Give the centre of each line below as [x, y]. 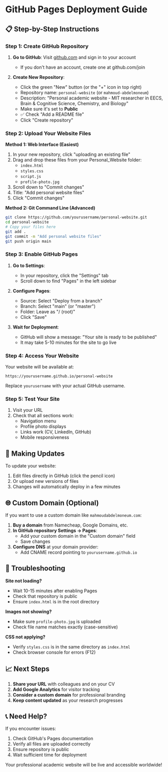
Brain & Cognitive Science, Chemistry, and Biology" [74, 103]
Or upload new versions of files [46, 481]
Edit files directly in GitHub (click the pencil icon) [64, 476]
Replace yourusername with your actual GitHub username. [65, 386]
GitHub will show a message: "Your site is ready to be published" [89, 337]
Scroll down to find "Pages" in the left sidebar [68, 281]
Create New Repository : [39, 77]
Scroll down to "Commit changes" [48, 187]
